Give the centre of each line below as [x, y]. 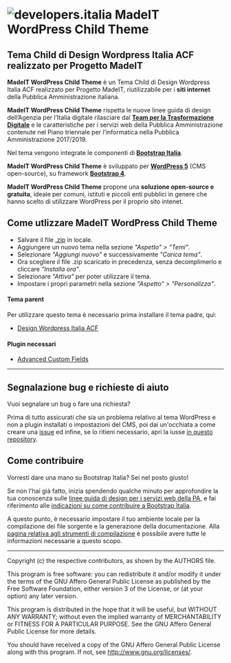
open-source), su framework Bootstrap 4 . [67, 173]
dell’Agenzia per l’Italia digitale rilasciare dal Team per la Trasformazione [111, 118]
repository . [22, 439]
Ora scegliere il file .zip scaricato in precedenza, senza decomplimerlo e [119, 261]
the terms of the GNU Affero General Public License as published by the [109, 581]
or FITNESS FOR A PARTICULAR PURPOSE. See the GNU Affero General [109, 624]
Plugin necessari [32, 344]
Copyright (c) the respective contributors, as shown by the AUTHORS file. [111, 560]
